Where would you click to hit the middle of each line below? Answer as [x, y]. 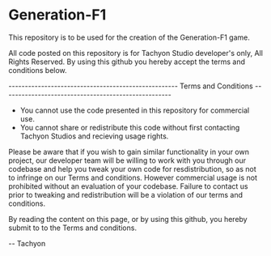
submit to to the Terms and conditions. [73, 228]
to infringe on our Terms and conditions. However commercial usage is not [133, 177]
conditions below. [38, 70]
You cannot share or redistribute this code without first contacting [130, 127]
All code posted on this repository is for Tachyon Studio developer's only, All [135, 53]
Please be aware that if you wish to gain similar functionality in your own [129, 151]
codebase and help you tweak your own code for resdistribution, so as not [132, 169]
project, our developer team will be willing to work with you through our [127, 160]
